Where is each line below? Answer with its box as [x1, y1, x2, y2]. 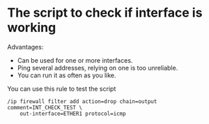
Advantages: [7, 42, 44, 51]
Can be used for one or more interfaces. [17, 56, 133, 64]
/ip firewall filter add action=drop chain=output [7, 98, 157, 105]
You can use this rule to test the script [7, 84, 116, 93]
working [7, 20, 56, 36]
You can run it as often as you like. [17, 71, 116, 79]
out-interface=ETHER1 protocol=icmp [20, 110, 127, 117]
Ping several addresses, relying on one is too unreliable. [17, 63, 178, 72]
